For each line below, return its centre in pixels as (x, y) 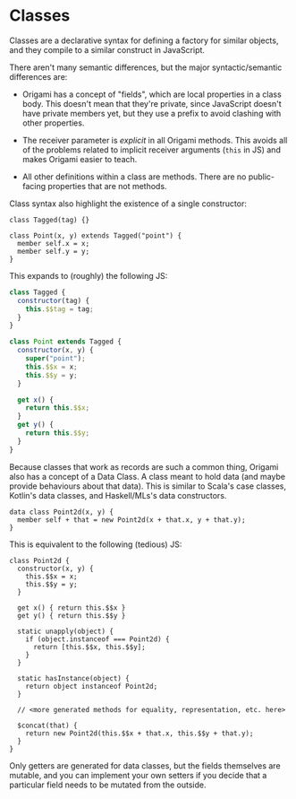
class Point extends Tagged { (66, 342)
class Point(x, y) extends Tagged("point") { (95, 235)
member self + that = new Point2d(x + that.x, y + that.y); (131, 520)
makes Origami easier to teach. (80, 159)
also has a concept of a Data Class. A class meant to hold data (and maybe (148, 476)
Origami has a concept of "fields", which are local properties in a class (152, 94)
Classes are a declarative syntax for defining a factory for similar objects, (144, 40)
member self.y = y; (54, 251)
